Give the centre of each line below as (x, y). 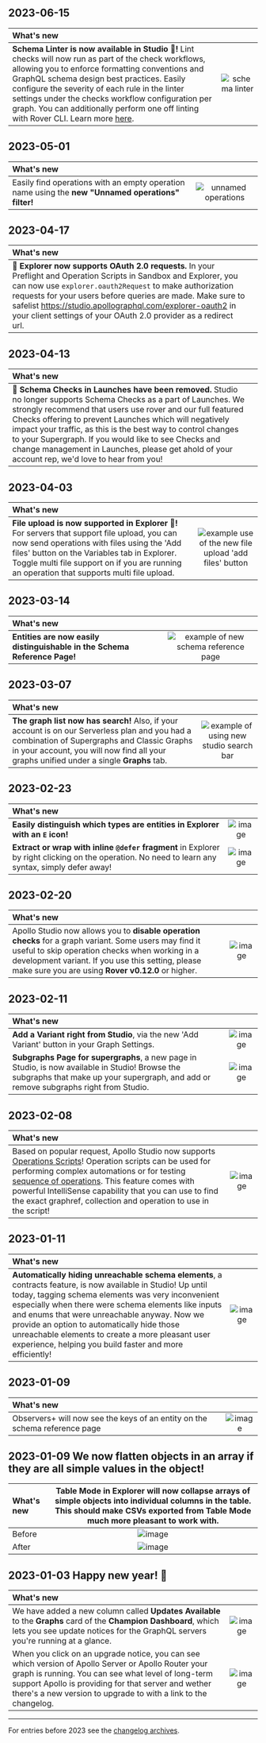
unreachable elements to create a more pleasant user (112, 1334)
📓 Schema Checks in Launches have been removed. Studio (125, 390)
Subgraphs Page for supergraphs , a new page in (104, 1057)
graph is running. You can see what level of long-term (113, 1674)
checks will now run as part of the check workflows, (109, 59)
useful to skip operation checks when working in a (106, 951)
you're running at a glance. (62, 1641)
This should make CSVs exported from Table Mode (153, 1511)
